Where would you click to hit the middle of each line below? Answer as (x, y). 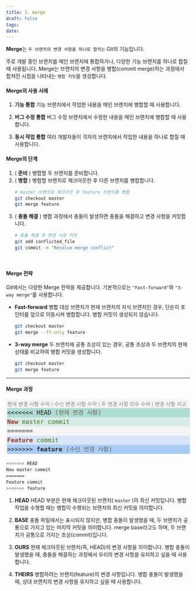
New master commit (28, 470)
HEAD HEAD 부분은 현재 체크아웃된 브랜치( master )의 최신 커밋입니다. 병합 (100, 500)
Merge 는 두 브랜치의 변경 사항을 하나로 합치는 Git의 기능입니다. (75, 49)
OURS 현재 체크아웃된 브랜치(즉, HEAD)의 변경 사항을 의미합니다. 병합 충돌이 (102, 547)
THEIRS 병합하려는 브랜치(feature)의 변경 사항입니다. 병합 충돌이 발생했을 (99, 574)
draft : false (22, 18)
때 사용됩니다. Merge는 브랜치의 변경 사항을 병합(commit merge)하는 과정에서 (95, 69)
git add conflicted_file (45, 242)
